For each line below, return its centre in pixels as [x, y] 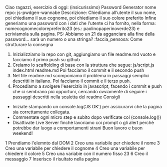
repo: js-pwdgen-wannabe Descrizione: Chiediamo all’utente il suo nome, [81, 13]
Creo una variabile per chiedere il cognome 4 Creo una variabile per [75, 148]
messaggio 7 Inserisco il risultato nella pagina [52, 159]
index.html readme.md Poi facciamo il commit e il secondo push [78, 70]
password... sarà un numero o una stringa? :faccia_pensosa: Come [74, 39]
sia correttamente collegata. [41, 112]
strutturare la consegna [29, 44]
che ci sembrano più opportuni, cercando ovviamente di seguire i [79, 92]
